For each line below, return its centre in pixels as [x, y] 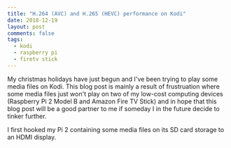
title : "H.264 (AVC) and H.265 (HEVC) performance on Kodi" [97, 14]
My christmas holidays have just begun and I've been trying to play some [113, 79]
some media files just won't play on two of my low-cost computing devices [115, 94]
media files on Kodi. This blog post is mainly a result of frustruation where [114, 86]
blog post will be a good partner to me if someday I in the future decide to [114, 108]
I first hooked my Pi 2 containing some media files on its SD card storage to [116, 129]
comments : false [31, 33]
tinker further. [27, 116]
